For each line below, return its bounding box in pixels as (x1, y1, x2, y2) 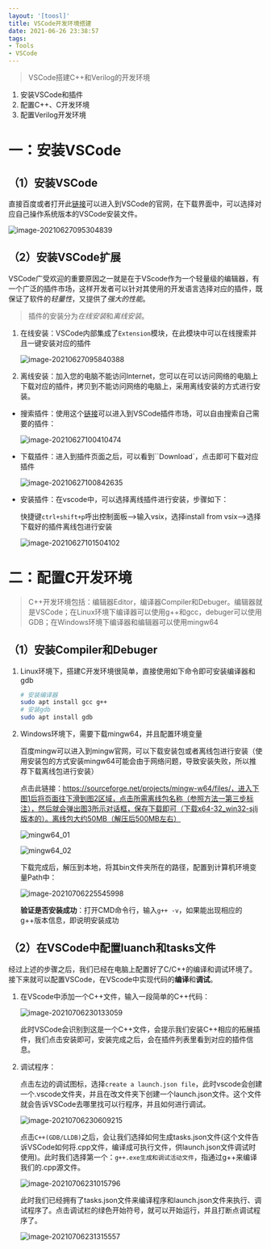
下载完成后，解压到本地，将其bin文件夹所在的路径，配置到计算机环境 (19, 863, 250, 872)
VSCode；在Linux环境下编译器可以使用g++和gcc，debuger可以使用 (35, 607, 262, 617)
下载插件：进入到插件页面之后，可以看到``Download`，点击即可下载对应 (19, 451, 259, 461)
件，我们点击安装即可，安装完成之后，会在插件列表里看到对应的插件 (19, 1034, 247, 1044)
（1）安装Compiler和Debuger (8, 643, 158, 657)
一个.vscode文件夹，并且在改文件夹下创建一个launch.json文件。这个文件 (19, 1089, 262, 1099)
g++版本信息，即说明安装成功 (19, 915, 119, 926)
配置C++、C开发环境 (19, 100, 90, 109)
